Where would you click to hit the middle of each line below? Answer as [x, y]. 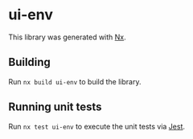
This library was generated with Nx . [67, 37]
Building [29, 62]
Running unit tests [55, 107]
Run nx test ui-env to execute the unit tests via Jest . [97, 126]
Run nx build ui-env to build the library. [75, 81]
